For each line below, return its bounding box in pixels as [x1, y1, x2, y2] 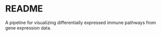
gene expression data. [5, 24, 52, 30]
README [5, 3, 43, 14]
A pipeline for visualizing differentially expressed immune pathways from [5, 19, 156, 25]
